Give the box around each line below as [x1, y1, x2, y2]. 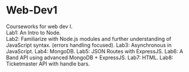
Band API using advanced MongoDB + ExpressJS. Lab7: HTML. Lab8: [6, 54, 174, 61]
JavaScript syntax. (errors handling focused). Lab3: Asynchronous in [6, 42, 172, 49]
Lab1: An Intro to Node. [6, 29, 61, 36]
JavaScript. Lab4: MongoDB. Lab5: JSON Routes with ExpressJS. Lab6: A [6, 47, 184, 54]
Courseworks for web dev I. [6, 23, 73, 30]
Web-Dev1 [6, 4, 58, 17]
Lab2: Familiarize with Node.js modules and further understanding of [6, 35, 171, 42]
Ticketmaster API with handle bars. [6, 60, 90, 67]
